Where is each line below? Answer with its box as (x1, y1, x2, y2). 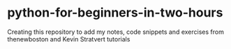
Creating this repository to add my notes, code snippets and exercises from (7, 28, 225, 36)
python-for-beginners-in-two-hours (7, 5, 223, 21)
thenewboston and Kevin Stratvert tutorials (7, 35, 131, 43)
